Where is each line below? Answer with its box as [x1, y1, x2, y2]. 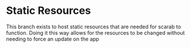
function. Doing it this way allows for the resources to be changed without [6, 29, 185, 36]
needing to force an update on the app [6, 35, 99, 42]
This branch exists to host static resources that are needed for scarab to [6, 23, 181, 30]
